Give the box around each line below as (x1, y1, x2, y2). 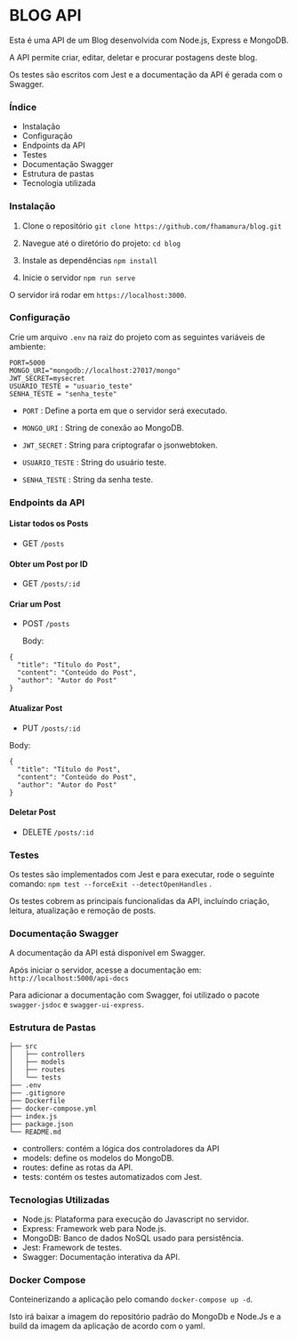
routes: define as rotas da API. (21, 1162, 133, 1173)
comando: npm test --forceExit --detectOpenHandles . (9, 878, 213, 890)
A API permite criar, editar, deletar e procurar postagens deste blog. (9, 52, 258, 62)
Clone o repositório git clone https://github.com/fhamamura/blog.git (21, 220, 282, 231)
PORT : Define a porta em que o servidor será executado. (21, 405, 229, 416)
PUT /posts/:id (21, 722, 81, 733)
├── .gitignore (9, 1088, 66, 1097)
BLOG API (9, 5, 82, 26)
